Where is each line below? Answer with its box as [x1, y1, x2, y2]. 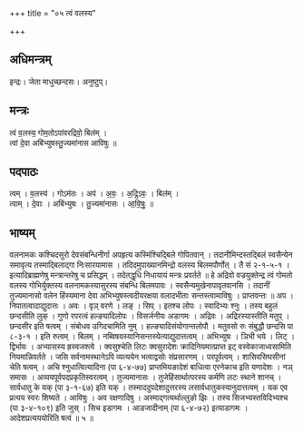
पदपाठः [9, 164, 39, 180]
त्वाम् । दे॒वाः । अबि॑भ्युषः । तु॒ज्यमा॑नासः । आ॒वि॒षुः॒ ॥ [9, 199, 154, 210]
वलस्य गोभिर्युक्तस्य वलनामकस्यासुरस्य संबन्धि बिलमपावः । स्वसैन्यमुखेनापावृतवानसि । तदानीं [9, 280, 270, 291]
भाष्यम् [9, 225, 35, 240]
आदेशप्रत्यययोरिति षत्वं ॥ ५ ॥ [9, 413, 93, 424]
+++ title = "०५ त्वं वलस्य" [9, 8, 97, 18]
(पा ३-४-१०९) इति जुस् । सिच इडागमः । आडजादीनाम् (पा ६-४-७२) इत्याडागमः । [9, 403, 249, 414]
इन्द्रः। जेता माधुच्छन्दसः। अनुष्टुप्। [9, 76, 109, 87]
